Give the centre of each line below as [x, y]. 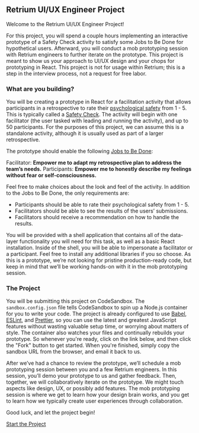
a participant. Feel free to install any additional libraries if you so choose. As [99, 254]
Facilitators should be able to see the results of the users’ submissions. [101, 211]
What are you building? [40, 89]
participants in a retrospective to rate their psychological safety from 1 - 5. [97, 108]
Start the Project [26, 424]
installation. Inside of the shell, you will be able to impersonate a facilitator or [99, 248]
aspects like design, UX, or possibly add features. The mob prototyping [93, 388]
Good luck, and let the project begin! [51, 413]
